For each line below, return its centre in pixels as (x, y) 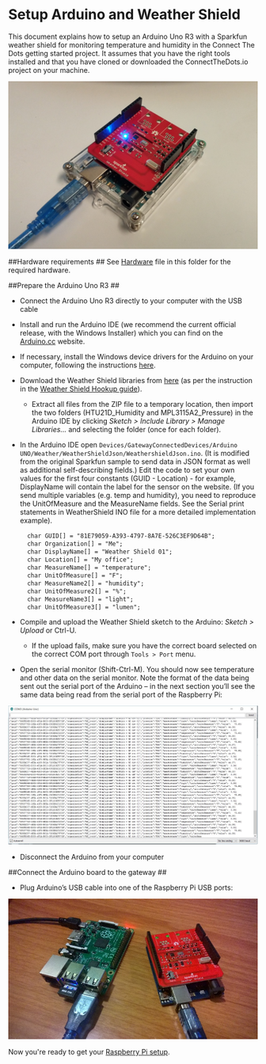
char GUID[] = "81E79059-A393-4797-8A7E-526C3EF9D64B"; (121, 536)
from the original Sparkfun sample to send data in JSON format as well (135, 462)
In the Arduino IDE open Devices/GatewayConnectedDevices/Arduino (129, 445)
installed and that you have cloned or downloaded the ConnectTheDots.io (128, 62)
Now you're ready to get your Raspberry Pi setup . (89, 1052)
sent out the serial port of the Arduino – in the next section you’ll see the (137, 686)
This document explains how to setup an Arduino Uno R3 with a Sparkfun (128, 36)
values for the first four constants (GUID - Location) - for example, (127, 479)
